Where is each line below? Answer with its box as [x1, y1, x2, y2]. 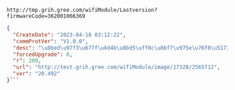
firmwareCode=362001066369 [6, 13, 86, 20]
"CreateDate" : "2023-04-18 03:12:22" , [13, 31, 127, 38]
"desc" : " [13, 44, 41, 52]
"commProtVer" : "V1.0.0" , [13, 38, 89, 45]
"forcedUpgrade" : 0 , [13, 51, 73, 58]
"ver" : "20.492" [13, 70, 60, 77]
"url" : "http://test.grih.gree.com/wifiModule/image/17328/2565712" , [13, 63, 220, 71]
